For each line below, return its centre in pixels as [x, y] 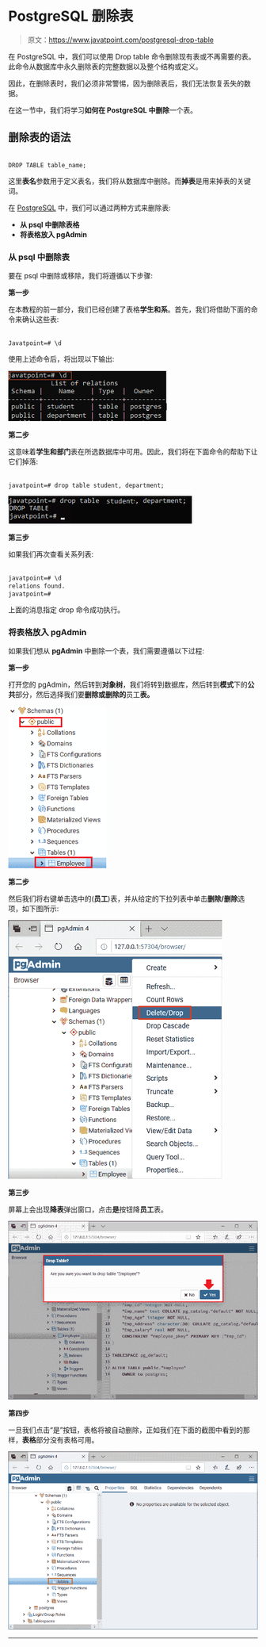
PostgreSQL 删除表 [71, 16]
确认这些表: [40, 320]
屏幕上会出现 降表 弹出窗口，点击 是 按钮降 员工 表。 [88, 1209]
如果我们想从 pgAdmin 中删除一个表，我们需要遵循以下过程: [106, 651]
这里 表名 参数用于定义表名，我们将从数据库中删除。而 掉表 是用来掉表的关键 [129, 181]
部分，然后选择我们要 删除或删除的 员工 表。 [85, 695]
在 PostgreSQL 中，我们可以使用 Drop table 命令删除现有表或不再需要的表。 [132, 56]
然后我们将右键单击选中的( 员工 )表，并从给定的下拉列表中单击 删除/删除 [123, 899]
